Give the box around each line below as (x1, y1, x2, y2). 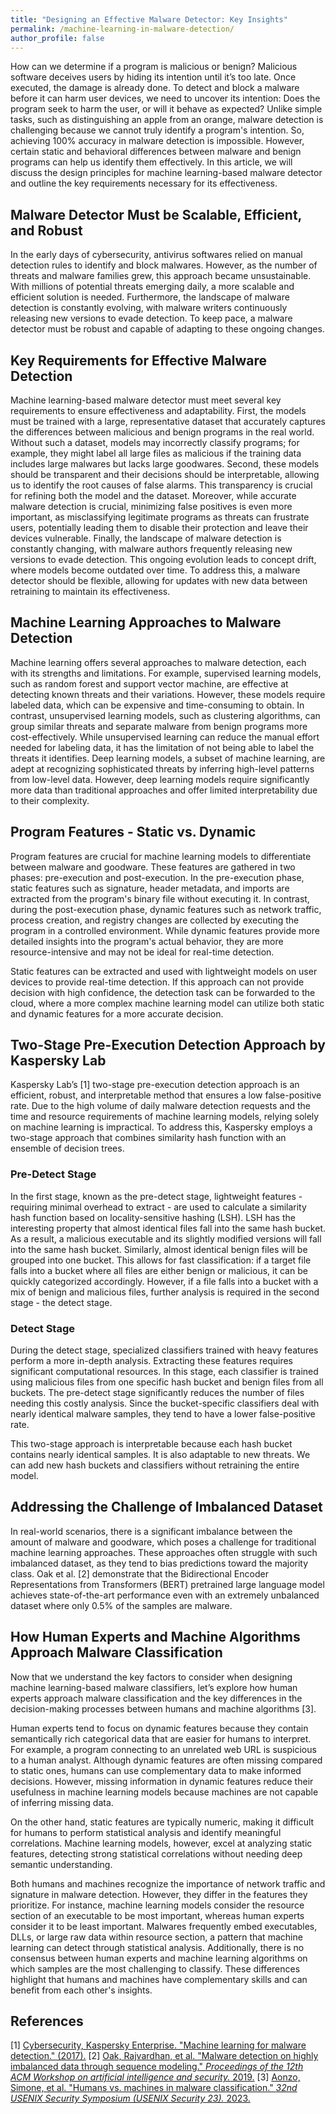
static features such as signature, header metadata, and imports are (10, 882, 290, 894)
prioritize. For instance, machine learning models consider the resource (10, 1899, 305, 1911)
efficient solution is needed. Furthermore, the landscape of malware (10, 291, 290, 303)
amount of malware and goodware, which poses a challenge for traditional (10, 1536, 317, 1548)
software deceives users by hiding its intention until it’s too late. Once (10, 71, 297, 83)
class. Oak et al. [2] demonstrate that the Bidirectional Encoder (10, 1567, 269, 1580)
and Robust (10, 222, 83, 239)
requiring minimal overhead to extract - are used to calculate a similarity (10, 1201, 307, 1213)
